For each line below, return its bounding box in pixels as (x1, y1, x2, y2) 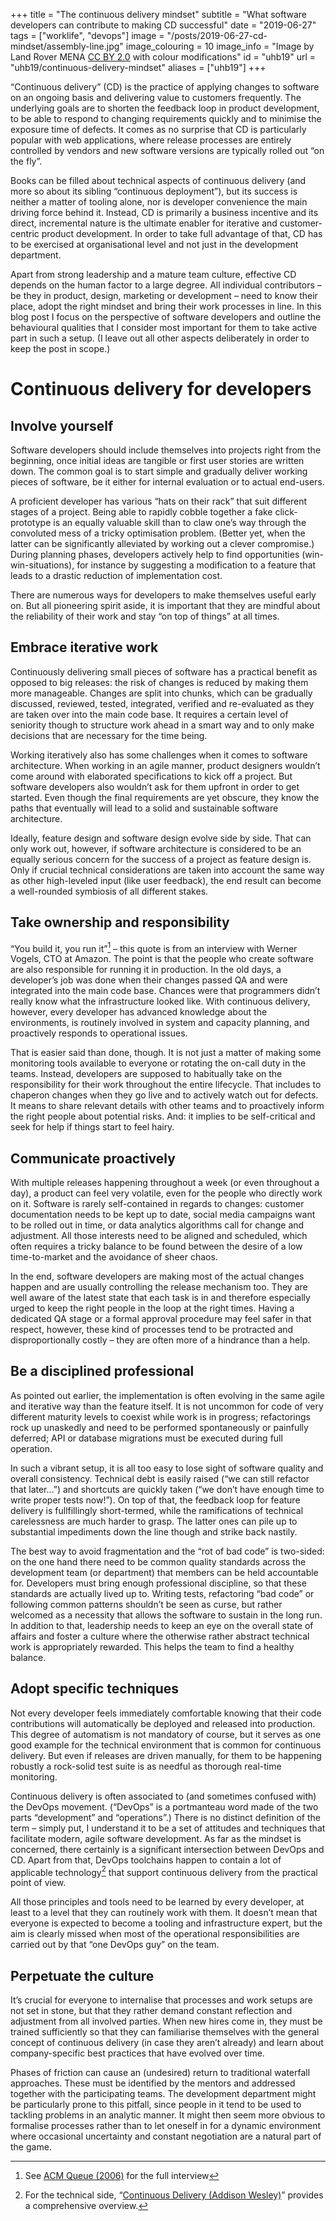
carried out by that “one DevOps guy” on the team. (10, 1939, 220, 1951)
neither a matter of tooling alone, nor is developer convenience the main (10, 196, 308, 208)
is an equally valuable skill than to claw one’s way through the (53, 517, 307, 528)
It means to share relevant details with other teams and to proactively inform (10, 1100, 325, 1112)
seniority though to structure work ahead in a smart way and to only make (10, 719, 315, 731)
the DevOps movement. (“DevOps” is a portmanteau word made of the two (10, 1800, 319, 1813)
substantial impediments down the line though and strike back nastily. (10, 1525, 298, 1538)
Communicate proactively (10, 1150, 176, 1167)
